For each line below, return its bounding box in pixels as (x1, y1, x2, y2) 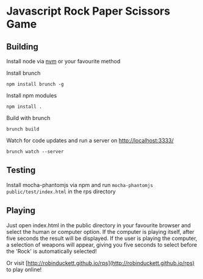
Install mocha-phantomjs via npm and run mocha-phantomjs (6, 181, 154, 188)
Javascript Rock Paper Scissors (6, 4, 171, 18)
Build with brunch (6, 115, 51, 121)
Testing (6, 165, 36, 175)
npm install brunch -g (6, 81, 64, 87)
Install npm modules (6, 92, 57, 99)
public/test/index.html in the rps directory (6, 188, 116, 195)
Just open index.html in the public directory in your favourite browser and (6, 221, 191, 229)
